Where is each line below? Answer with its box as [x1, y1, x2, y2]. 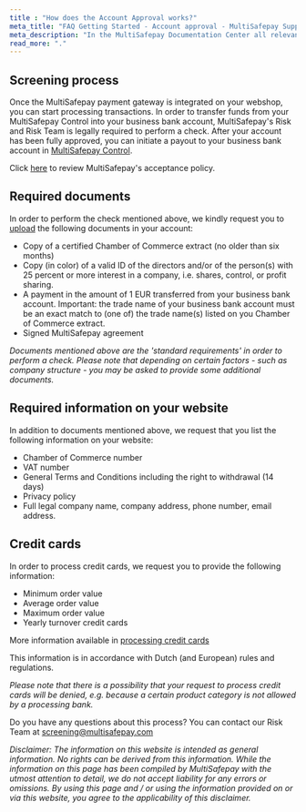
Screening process [9, 72, 119, 87]
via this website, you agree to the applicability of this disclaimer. [9, 792, 251, 803]
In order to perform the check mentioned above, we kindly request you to [9, 213, 285, 224]
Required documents [9, 188, 131, 205]
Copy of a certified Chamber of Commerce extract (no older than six [22, 240, 280, 251]
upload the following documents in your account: [9, 222, 194, 233]
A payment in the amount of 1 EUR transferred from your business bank [22, 289, 291, 299]
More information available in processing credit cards [9, 634, 209, 645]
